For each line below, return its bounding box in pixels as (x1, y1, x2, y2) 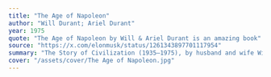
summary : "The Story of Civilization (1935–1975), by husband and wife (8, 49, 254, 57)
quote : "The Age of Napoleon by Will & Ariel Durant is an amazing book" (8, 34, 262, 43)
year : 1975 (8, 26, 45, 34)
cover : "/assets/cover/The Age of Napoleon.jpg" (8, 57, 175, 65)
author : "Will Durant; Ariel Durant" (8, 19, 135, 27)
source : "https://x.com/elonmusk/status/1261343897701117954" (8, 42, 222, 50)
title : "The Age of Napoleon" (8, 11, 110, 20)
